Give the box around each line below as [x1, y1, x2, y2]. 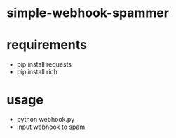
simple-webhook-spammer [6, 5, 170, 21]
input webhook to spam [16, 123, 86, 131]
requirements [6, 37, 87, 53]
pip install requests [16, 60, 72, 69]
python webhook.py [16, 116, 75, 124]
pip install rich [16, 68, 57, 76]
